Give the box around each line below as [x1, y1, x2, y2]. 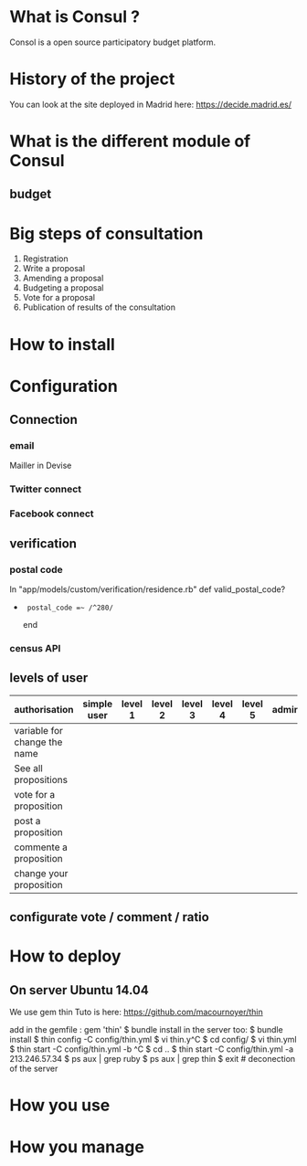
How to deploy [9, 946, 122, 967]
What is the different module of [9, 131, 251, 152]
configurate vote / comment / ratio [9, 909, 210, 925]
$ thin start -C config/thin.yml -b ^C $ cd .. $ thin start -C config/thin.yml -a [9, 1044, 294, 1055]
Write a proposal [22, 263, 85, 274]
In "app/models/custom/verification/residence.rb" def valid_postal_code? [9, 583, 286, 595]
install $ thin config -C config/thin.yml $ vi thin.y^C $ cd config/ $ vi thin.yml [9, 1034, 297, 1045]
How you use [9, 1095, 111, 1116]
